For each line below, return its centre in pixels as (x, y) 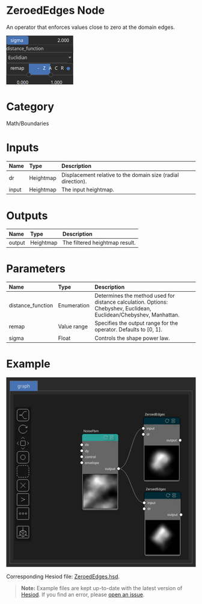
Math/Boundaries (28, 123)
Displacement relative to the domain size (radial (120, 174)
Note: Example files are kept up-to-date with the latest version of (102, 588)
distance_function (31, 305)
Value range (73, 326)
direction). (74, 181)
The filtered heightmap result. (99, 242)
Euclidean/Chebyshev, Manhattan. (137, 315)
